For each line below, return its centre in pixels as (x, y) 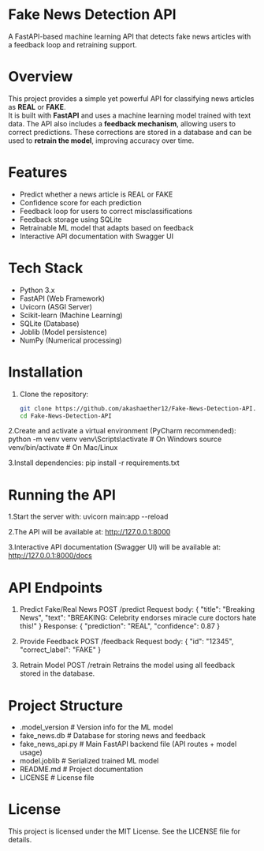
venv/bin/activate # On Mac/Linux (63, 448)
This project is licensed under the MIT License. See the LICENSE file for (125, 831)
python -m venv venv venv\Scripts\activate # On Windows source (115, 439)
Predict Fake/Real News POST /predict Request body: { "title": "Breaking (137, 609)
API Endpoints (56, 588)
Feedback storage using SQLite (71, 219)
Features (38, 172)
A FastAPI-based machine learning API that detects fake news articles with (130, 36)
